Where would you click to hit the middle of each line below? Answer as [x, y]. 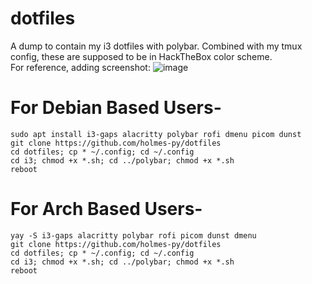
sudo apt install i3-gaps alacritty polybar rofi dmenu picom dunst [156, 134]
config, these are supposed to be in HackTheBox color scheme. [141, 56]
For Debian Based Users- [116, 108]
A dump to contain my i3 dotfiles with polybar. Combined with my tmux [156, 46]
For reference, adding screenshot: [80, 67]
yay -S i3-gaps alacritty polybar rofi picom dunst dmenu [133, 235]
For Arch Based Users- [106, 209]
